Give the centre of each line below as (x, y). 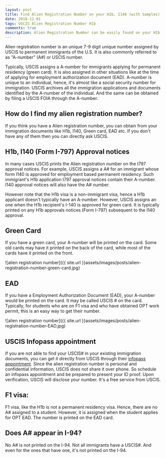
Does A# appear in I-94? (43, 433)
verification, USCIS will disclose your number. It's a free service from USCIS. (83, 380)
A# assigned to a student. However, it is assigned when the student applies (82, 412)
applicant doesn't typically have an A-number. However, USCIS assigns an (81, 199)
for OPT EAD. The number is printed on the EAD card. (60, 417)
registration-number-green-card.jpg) (43, 268)
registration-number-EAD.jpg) (35, 326)
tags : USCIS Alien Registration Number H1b (51, 23)
